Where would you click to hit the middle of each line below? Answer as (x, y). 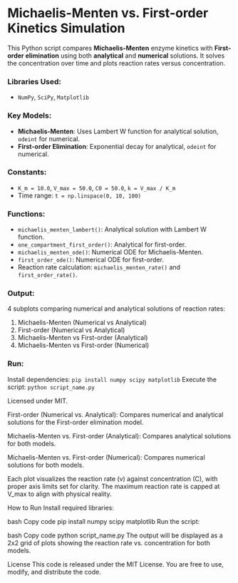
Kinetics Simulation (66, 28)
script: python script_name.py (51, 387)
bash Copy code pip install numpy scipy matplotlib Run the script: (104, 521)
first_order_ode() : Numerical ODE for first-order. (90, 260)
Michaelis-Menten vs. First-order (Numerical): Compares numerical (106, 457)
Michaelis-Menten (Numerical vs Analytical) (82, 323)
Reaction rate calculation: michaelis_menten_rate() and (99, 267)
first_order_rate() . (47, 275)
